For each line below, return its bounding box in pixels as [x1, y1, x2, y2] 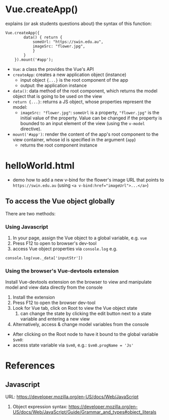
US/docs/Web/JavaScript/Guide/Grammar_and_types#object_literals [12, 409, 157, 415]
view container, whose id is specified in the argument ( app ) [12, 136, 136, 142]
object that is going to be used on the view [12, 93, 102, 99]
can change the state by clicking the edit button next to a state [20, 310, 152, 317]
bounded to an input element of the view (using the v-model [20, 120, 145, 126]
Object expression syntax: [12, 404, 68, 410]
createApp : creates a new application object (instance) [12, 71, 127, 78]
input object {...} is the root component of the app [20, 77, 128, 83]
